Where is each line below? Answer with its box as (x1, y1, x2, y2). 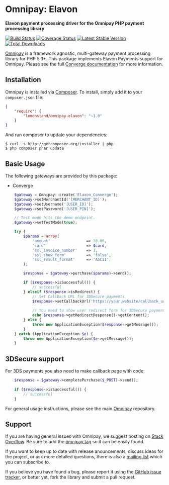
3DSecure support (5, 354, 64, 363)
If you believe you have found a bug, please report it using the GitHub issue (5, 469, 162, 475)
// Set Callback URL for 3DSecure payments (32, 294, 125, 299)
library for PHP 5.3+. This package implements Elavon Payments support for (5, 55, 163, 61)
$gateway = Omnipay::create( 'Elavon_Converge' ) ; (14, 192, 118, 197)
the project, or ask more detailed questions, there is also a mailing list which (5, 454, 162, 460)
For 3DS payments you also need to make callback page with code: (5, 368, 145, 374)
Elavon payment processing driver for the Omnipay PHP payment (5, 20, 144, 26)
